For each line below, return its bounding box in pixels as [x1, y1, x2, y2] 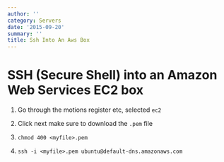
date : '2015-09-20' [7, 23, 65, 30]
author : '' [7, 10, 40, 18]
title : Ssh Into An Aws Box [7, 37, 90, 44]
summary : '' [7, 30, 42, 37]
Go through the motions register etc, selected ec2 [17, 105, 162, 114]
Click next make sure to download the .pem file [17, 120, 153, 128]
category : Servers [7, 17, 61, 24]
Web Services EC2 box [7, 82, 143, 98]
